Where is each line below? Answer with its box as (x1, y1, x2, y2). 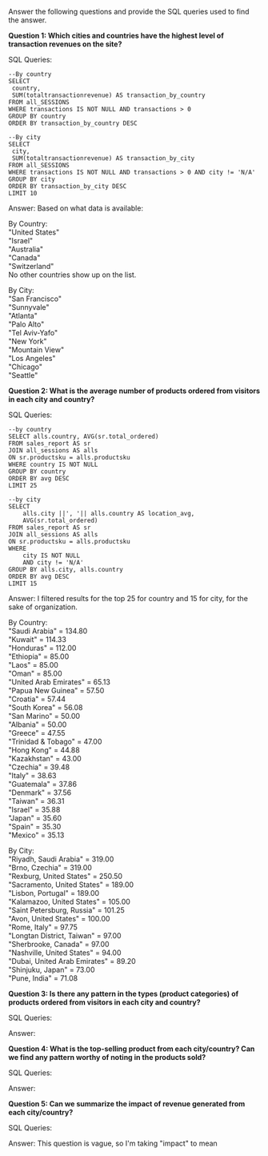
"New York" (8, 336, 47, 346)
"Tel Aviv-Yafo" (8, 328, 58, 337)
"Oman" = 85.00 (8, 668, 62, 678)
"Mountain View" (8, 345, 65, 355)
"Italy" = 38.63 (8, 771, 57, 780)
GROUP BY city (8, 175, 56, 183)
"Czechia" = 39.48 (8, 762, 70, 772)
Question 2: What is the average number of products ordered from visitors (8, 386, 261, 395)
